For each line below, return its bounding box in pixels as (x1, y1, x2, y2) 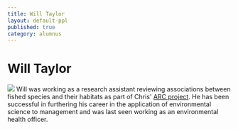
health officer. (7, 115, 48, 124)
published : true (7, 23, 55, 30)
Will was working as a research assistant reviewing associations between (16, 85, 231, 94)
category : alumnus (7, 30, 62, 38)
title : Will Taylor (7, 10, 65, 18)
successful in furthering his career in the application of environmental (7, 100, 212, 108)
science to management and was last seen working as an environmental (7, 108, 219, 116)
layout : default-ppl (7, 17, 69, 24)
